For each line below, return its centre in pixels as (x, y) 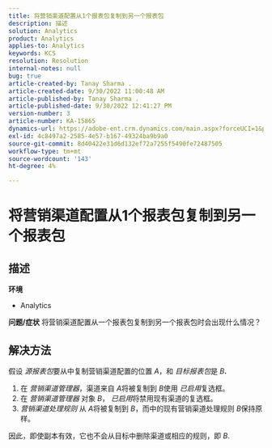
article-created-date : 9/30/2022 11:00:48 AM (86, 91)
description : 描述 (38, 23)
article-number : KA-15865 (52, 121)
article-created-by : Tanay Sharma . (70, 83)
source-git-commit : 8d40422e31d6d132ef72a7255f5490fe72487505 (115, 144)
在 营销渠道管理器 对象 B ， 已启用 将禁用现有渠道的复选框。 (119, 398)
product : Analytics (41, 38)
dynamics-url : (32, 129)
